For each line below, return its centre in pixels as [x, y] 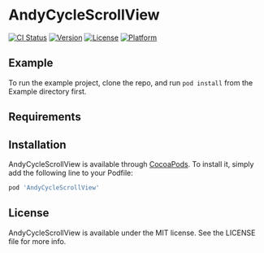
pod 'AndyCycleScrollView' [54, 188]
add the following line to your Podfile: [71, 172]
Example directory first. [48, 91]
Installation [37, 144]
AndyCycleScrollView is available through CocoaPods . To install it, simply [131, 164]
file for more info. [37, 241]
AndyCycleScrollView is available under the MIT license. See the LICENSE [132, 233]
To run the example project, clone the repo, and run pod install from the [131, 82]
